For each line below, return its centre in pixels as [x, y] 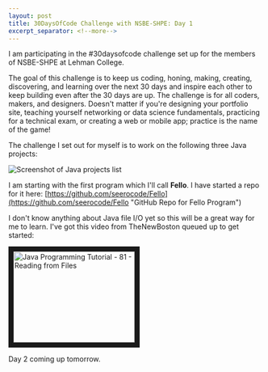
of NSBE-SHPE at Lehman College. [67, 62]
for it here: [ [28, 194]
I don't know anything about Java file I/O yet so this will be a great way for [132, 218]
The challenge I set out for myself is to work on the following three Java [128, 146]
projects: [23, 154]
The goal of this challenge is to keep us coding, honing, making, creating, [130, 78]
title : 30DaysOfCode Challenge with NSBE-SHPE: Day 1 [101, 23]
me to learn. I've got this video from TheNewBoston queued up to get [124, 226]
